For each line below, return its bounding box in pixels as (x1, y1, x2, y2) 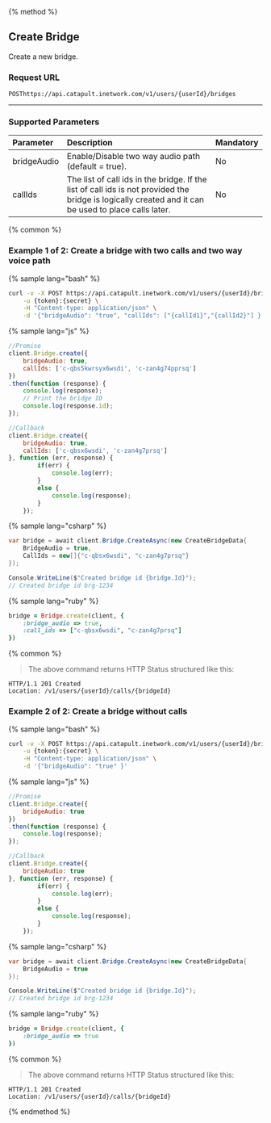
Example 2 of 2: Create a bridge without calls (8, 706, 188, 717)
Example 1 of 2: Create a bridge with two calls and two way (8, 245, 243, 257)
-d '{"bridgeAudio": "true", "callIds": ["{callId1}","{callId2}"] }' (23, 312, 265, 320)
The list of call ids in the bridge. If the (67, 174, 207, 185)
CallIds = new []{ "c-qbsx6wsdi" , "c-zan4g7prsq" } (23, 552, 190, 560)
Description (67, 137, 113, 149)
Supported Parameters (8, 116, 100, 128)
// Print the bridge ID (23, 395, 103, 403)
